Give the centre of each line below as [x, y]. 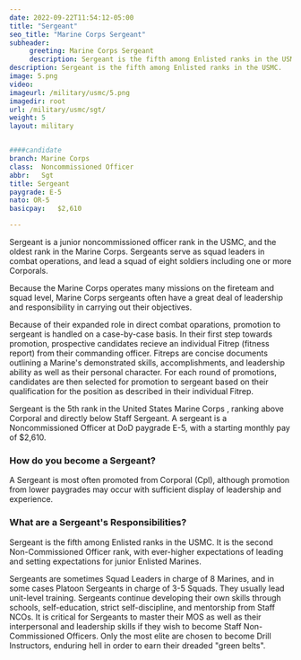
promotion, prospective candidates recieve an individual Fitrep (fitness [140, 343]
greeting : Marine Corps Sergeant [91, 51]
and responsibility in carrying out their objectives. [101, 307]
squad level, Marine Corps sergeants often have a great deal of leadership [146, 298]
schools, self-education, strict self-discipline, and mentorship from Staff [142, 607]
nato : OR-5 [30, 200]
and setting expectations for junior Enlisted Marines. [105, 561]
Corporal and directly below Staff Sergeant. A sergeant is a [118, 418]
